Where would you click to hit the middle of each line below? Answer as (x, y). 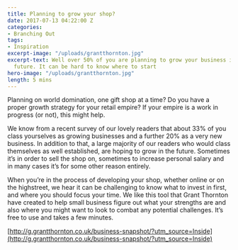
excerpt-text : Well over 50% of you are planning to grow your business (117, 60)
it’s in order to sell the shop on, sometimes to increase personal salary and (116, 159)
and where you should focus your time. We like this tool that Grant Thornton (118, 195)
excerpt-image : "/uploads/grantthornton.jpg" (75, 54)
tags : (15, 40)
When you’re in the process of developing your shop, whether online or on (116, 180)
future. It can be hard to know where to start (85, 67)
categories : (25, 27)
